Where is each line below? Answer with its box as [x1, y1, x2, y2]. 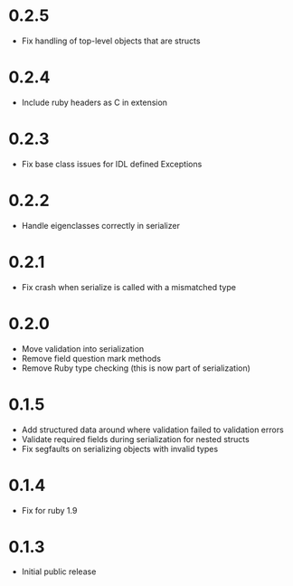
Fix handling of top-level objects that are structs [21, 35, 201, 46]
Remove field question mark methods [21, 353, 162, 364]
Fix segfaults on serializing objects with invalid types [21, 443, 219, 454]
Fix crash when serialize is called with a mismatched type [21, 281, 237, 292]
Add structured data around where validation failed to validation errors [21, 424, 284, 435]
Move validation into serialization [21, 343, 145, 354]
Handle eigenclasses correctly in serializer [21, 220, 180, 231]
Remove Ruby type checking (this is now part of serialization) [21, 363, 250, 373]
